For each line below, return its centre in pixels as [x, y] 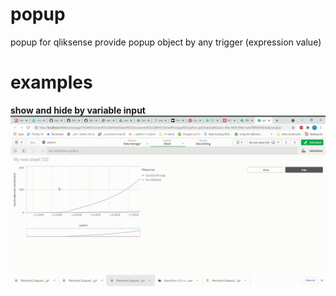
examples [51, 82]
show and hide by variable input [78, 110]
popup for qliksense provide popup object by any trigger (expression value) [166, 42]
